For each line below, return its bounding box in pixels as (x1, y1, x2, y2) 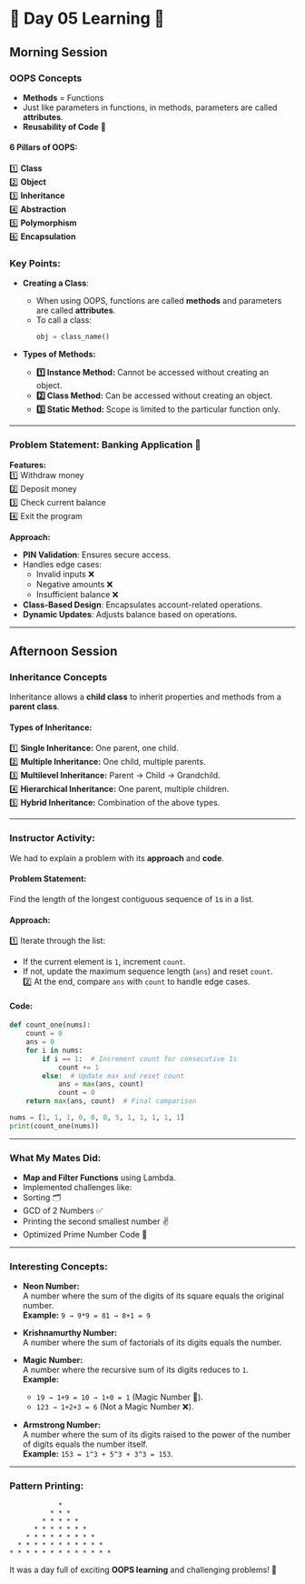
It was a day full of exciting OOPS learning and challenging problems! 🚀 (9, 1564, 278, 1575)
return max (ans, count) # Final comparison (25, 1097, 197, 1106)
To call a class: (35, 315, 93, 326)
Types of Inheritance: (9, 722, 93, 733)
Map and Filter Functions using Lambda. (22, 1172, 176, 1183)
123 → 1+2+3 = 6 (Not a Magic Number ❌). (35, 1401, 194, 1412)
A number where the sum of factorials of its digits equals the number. (22, 1337, 282, 1348)
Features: (9, 459, 47, 470)
